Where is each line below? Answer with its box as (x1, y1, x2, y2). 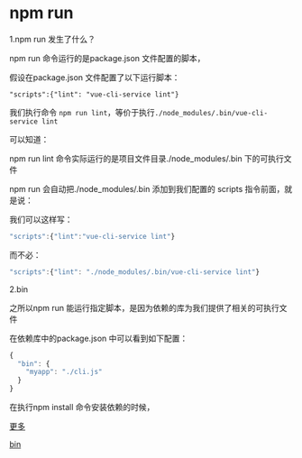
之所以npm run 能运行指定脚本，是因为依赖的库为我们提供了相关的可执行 (9, 302, 279, 313)
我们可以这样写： (9, 214, 73, 224)
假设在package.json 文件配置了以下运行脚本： (9, 71, 180, 83)
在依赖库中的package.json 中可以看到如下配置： (9, 333, 188, 343)
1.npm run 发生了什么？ (9, 33, 96, 44)
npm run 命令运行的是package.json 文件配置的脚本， (9, 52, 206, 63)
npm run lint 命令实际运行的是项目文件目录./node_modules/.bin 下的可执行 (9, 152, 284, 164)
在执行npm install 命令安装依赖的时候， (9, 402, 155, 413)
